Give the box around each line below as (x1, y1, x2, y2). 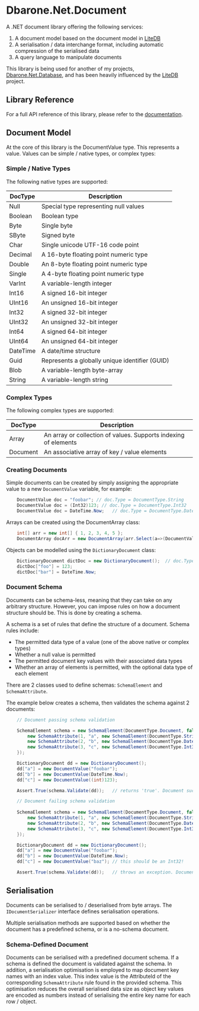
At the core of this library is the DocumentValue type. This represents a (6, 143, 179, 151)
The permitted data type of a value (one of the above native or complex (14, 638, 190, 645)
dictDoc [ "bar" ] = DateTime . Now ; (17, 569, 97, 575)
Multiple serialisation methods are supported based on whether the (6, 919, 171, 926)
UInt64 (9, 337, 28, 345)
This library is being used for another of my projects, (6, 65, 134, 72)
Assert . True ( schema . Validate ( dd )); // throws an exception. (17, 869, 174, 875)
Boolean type (41, 212, 79, 220)
